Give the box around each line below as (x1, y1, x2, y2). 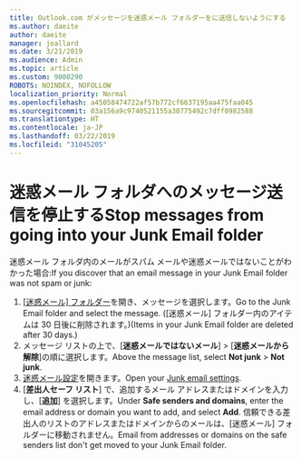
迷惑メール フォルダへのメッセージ (9, 182, 267, 203)
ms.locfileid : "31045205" (9, 140, 107, 149)
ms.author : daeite (9, 22, 79, 31)
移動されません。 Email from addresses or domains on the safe (53, 429, 287, 440)
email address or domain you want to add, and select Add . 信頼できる (22, 406, 283, 417)
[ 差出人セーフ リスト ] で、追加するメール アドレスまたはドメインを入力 (22, 384, 288, 394)
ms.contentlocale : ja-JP (9, 124, 103, 133)
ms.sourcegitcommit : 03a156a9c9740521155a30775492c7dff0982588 (9, 106, 254, 115)
